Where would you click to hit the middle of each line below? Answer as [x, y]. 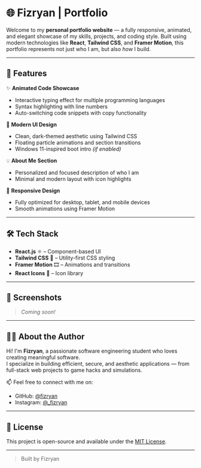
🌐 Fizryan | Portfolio [57, 13]
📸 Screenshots [34, 297]
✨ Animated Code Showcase [43, 88]
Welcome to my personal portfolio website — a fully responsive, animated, [99, 29]
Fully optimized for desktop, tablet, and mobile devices [83, 202]
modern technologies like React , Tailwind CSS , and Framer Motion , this [95, 43]
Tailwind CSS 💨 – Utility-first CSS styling [65, 258]
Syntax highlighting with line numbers [61, 106]
